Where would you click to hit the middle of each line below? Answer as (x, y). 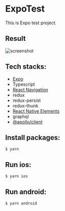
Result (16, 39)
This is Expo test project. (31, 23)
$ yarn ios (17, 176)
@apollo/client (27, 122)
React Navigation (30, 89)
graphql (21, 116)
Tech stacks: (26, 67)
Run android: (26, 192)
